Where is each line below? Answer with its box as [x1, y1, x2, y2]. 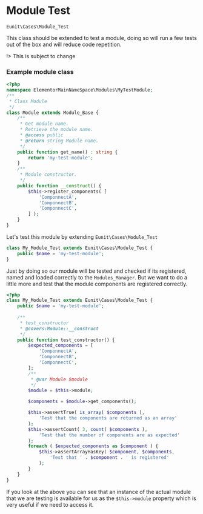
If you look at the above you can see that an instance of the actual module [6, 488, 191, 495]
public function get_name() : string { [17, 149, 118, 155]
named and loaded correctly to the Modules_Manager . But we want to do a [6, 273, 188, 281]
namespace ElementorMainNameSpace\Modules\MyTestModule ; [6, 87, 153, 93]
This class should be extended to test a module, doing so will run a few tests [6, 34, 197, 41]
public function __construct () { [17, 182, 102, 189]
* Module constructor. [19, 172, 78, 178]
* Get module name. [19, 121, 69, 127]
